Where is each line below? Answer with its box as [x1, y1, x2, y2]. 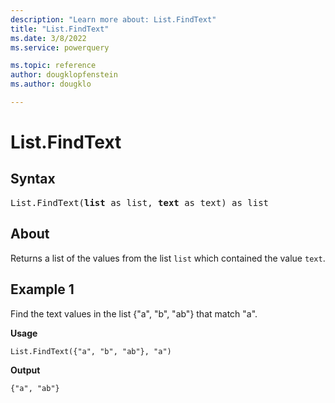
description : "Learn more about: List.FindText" [10, 14, 217, 25]
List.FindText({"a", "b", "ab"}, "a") [10, 346, 172, 356]
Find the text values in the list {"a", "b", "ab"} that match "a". [10, 307, 258, 320]
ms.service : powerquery [10, 42, 110, 53]
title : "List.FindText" [10, 24, 110, 34]
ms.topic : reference [10, 61, 97, 71]
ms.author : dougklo [10, 79, 92, 90]
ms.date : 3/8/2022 [10, 33, 87, 43]
